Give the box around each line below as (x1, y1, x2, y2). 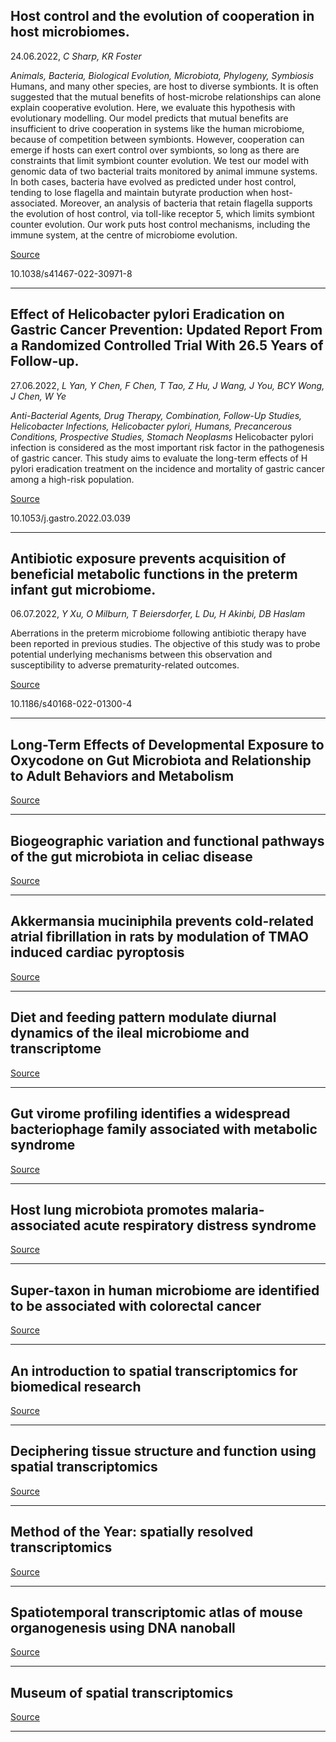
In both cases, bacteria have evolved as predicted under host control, (10, 175, 297, 188)
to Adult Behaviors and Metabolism (10, 767, 235, 784)
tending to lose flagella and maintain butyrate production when (10, 186, 269, 198)
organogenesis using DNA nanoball (10, 1619, 236, 1636)
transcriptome (10, 1040, 102, 1058)
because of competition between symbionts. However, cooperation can (10, 133, 305, 145)
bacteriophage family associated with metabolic (10, 1121, 318, 1138)
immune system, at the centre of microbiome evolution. (10, 229, 238, 241)
